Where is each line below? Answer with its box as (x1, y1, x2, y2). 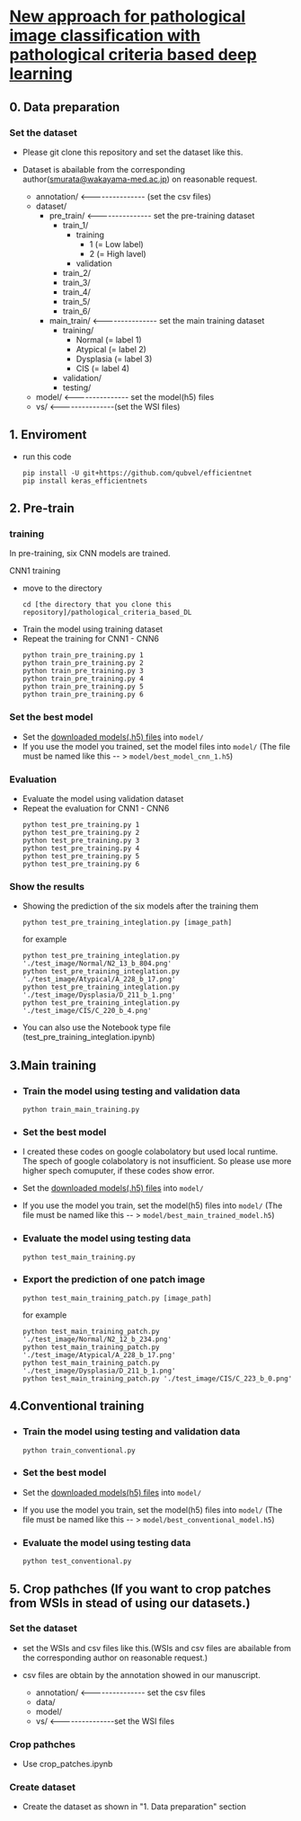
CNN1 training (9, 565, 61, 576)
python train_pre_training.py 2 (22, 659, 144, 668)
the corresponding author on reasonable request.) (22, 1652, 208, 1663)
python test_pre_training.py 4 (22, 843, 140, 853)
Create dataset (9, 1781, 76, 1794)
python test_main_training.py (22, 1252, 137, 1262)
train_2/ (62, 267, 92, 278)
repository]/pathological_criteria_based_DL (22, 608, 192, 617)
